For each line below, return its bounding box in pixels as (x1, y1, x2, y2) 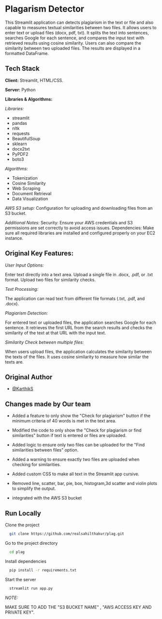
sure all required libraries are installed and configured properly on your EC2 (5, 230, 156, 236)
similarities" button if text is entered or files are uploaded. (12, 433, 127, 438)
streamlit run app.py (9, 586, 53, 591)
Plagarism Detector (5, 3, 85, 15)
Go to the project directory (5, 540, 58, 546)
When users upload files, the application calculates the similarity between (5, 349, 152, 354)
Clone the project (5, 522, 40, 528)
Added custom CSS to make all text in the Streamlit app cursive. (12, 471, 139, 477)
